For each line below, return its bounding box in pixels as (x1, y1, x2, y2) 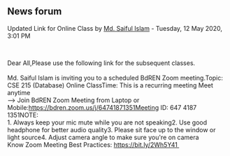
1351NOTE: (7, 111, 38, 119)
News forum (7, 6, 62, 17)
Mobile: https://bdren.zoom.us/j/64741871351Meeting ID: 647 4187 (7, 103, 197, 111)
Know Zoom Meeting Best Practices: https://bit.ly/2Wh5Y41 (7, 140, 178, 149)
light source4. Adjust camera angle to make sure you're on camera (7, 133, 199, 141)
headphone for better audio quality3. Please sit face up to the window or (7, 125, 216, 134)
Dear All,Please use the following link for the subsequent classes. (7, 59, 196, 67)
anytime (7, 88, 31, 97)
